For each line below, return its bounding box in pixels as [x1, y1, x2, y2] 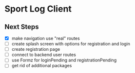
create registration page [11, 46, 60, 52]
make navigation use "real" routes [11, 35, 80, 41]
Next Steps [4, 23, 39, 31]
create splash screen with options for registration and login [11, 41, 130, 47]
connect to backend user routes [11, 52, 76, 58]
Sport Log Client [4, 3, 72, 15]
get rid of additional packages [11, 63, 72, 69]
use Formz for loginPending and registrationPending [11, 57, 117, 63]
